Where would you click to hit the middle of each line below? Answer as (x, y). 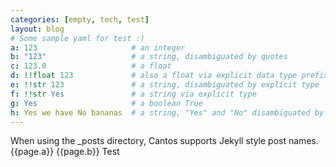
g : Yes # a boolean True (106, 103)
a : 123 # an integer (98, 47)
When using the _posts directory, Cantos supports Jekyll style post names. (164, 141)
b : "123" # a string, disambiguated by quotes (149, 57)
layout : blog (37, 29)
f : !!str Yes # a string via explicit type (133, 94)
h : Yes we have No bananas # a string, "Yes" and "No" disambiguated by (167, 112)
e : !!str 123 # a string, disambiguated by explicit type (165, 85)
